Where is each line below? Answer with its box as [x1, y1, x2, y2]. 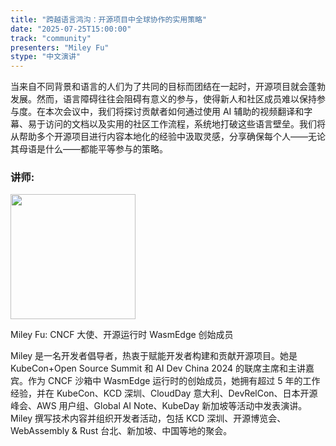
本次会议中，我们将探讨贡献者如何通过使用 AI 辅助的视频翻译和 [44, 106, 305, 118]
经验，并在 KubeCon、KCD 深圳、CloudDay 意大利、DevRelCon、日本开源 [10, 387, 318, 400]
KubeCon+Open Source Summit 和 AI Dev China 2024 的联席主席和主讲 [10, 362, 306, 375]
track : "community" [10, 33, 92, 43]
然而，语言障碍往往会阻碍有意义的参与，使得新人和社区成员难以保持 [36, 93, 317, 105]
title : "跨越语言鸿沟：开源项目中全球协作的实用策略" [10, 14, 208, 25]
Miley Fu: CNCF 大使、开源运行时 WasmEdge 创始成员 [10, 329, 234, 341]
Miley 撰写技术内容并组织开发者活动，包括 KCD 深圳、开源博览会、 [10, 412, 287, 425]
